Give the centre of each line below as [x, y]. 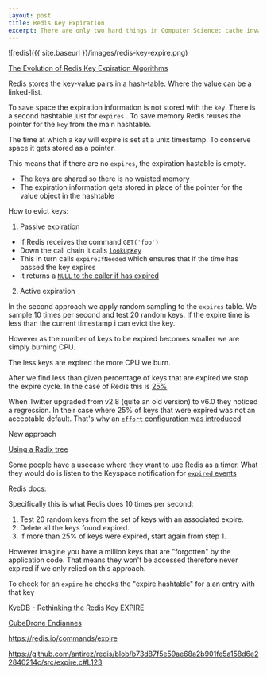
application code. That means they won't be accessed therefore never [123, 560]
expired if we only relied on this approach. [77, 569]
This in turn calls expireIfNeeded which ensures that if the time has [129, 259]
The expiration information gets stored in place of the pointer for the [131, 187]
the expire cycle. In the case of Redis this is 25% [88, 387]
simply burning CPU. [42, 347]
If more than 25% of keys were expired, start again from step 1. [123, 536]
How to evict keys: [39, 211]
